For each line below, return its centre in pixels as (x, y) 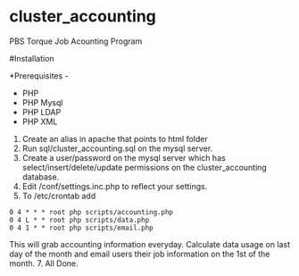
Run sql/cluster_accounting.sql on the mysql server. (117, 148)
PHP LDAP (42, 112)
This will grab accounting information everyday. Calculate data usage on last (150, 244)
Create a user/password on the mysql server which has (124, 157)
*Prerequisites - (39, 75)
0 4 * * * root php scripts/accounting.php (91, 212)
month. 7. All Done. (44, 263)
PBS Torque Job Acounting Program (76, 41)
